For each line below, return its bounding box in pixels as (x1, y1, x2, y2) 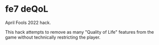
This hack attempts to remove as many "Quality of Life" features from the (5, 29, 154, 35)
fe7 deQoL (5, 3, 48, 15)
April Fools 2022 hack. (5, 20, 51, 25)
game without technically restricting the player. (5, 34, 101, 40)
